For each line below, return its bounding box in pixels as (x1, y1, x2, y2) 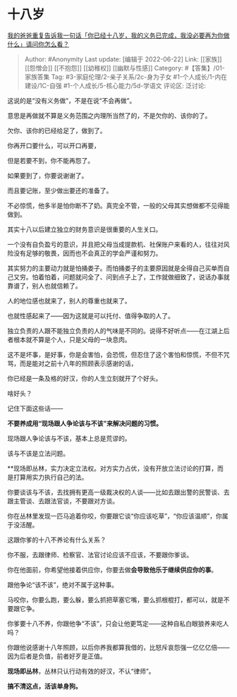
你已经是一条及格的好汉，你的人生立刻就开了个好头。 (7, 374, 162, 382)
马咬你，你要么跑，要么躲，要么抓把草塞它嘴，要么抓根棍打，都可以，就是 (7, 595, 224, 604)
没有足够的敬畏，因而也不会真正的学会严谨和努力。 (13, 248, 162, 257)
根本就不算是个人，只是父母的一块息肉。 (13, 335, 131, 344)
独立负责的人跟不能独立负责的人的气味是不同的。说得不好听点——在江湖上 (7, 326, 224, 335)
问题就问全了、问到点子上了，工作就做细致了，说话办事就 (62, 272, 230, 281)
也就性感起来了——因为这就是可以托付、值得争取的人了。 (7, 311, 174, 320)
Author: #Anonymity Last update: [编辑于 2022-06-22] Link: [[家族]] (24, 54, 222, 63)
